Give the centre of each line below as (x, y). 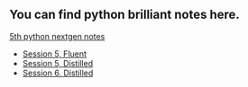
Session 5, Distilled (57, 63)
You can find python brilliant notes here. (125, 15)
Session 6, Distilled (58, 73)
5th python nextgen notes (57, 36)
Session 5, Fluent (55, 54)
